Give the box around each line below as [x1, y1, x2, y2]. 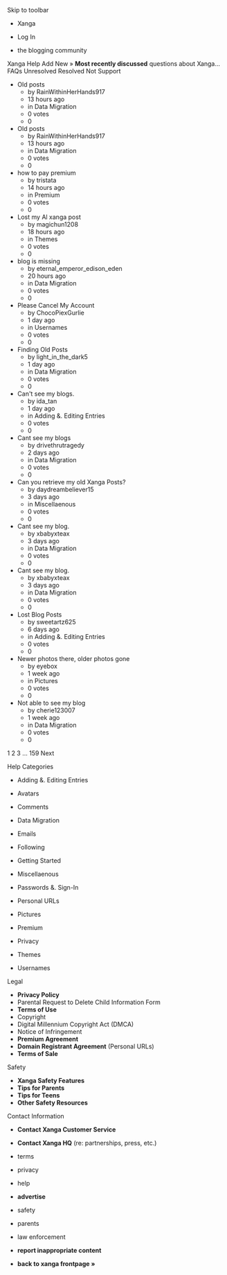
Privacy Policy [17, 991, 60, 999]
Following [17, 843, 45, 851]
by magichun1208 [27, 220, 78, 228]
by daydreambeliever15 [27, 485, 94, 493]
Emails [17, 829, 37, 838]
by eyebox [27, 662, 57, 670]
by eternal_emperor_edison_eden [27, 265, 122, 272]
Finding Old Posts [17, 346, 68, 353]
